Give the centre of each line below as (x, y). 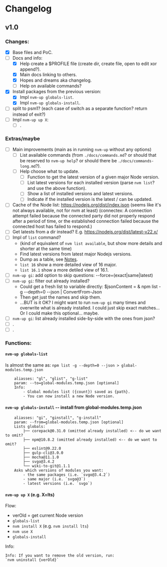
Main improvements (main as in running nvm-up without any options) (82, 149)
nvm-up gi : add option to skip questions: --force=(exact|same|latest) (83, 275)
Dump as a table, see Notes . (49, 259)
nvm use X (23, 532)
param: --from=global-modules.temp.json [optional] (69, 422)
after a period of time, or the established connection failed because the (85, 221)
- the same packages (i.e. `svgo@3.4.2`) (67, 475)
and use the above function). (57, 188)
